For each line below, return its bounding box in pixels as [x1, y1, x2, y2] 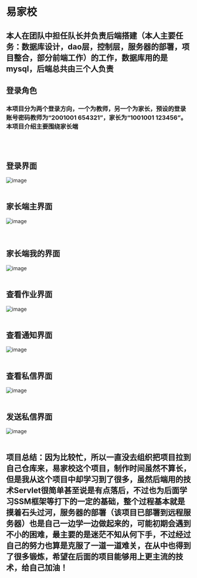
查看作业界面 [6, 290, 53, 300]
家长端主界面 [6, 201, 53, 212]
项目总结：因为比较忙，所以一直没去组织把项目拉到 [6, 453, 191, 463]
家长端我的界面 [6, 248, 60, 259]
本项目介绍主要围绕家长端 [6, 122, 79, 130]
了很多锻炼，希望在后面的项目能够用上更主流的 [6, 552, 176, 562]
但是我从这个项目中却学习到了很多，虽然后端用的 [6, 474, 184, 484]
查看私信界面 [6, 371, 53, 381]
